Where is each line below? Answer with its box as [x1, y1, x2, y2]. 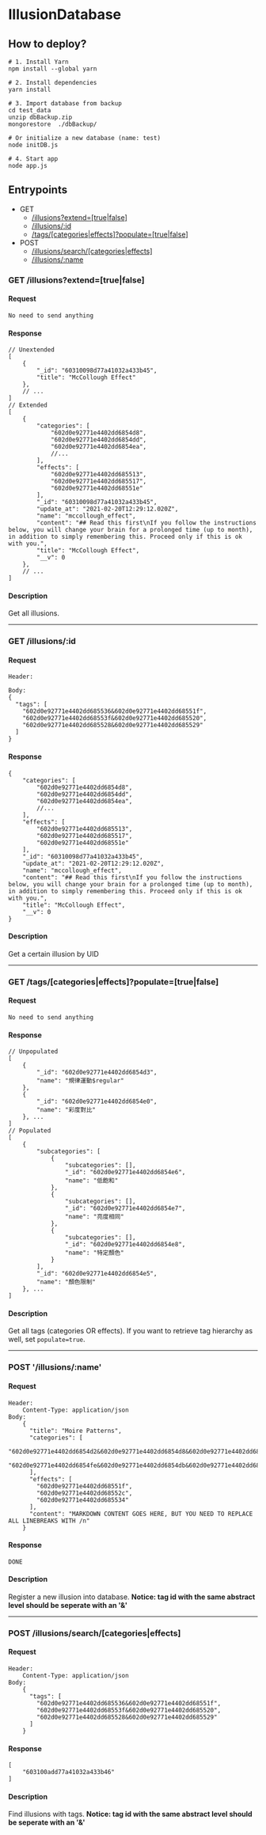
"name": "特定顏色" [64, 1249, 124, 1257]
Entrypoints [8, 184, 68, 197]
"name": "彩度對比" [36, 1106, 97, 1114]
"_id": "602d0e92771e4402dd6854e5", [36, 1270, 158, 1278]
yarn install [8, 85, 51, 93]
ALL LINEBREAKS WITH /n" [8, 1517, 90, 1525]
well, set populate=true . [8, 1335, 85, 1344]
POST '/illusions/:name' [8, 1362, 102, 1373]
